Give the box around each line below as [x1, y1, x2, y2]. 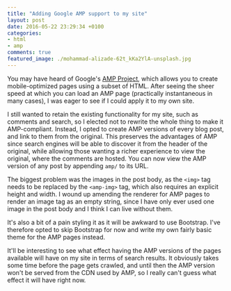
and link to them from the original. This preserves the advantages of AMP [7, 132, 218, 140]
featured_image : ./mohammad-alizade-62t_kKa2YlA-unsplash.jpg [7, 56, 191, 63]
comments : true [7, 49, 51, 56]
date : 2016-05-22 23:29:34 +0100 [7, 23, 104, 30]
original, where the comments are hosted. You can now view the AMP [7, 154, 207, 163]
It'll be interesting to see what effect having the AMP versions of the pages [7, 246, 221, 254]
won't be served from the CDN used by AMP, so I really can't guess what [7, 268, 217, 276]
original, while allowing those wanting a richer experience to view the [7, 147, 205, 155]
